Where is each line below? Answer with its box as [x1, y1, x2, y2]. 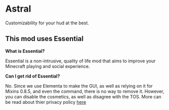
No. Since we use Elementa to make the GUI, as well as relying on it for [5, 83, 153, 89]
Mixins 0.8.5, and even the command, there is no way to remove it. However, [5, 88, 164, 94]
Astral [5, 3, 31, 15]
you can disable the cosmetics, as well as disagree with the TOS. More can [5, 93, 162, 99]
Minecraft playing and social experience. [5, 63, 90, 69]
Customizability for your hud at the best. [5, 20, 90, 26]
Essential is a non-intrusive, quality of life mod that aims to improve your [5, 58, 156, 64]
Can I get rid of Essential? [5, 73, 60, 79]
